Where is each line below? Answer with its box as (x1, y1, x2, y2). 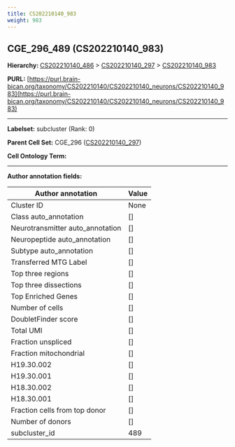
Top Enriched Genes (10, 291, 78, 301)
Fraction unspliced (10, 337, 72, 347)
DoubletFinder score (10, 315, 78, 324)
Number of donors (10, 417, 71, 427)
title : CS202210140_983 (7, 10, 77, 18)
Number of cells (10, 303, 64, 312)
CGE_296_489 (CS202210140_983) (7, 43, 164, 55)
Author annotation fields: (7, 172, 83, 181)
